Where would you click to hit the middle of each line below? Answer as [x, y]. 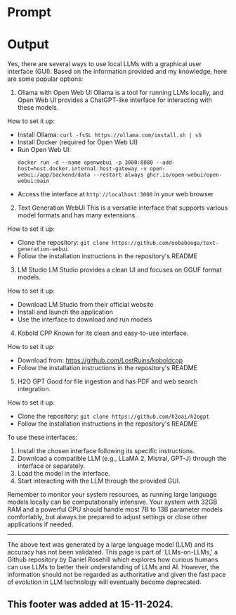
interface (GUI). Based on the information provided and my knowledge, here [117, 72]
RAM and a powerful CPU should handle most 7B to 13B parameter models [115, 509]
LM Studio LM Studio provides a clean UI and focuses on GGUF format [120, 270]
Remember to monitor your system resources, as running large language [112, 495]
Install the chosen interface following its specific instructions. [106, 451]
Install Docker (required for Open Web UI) [78, 142]
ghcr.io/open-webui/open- [184, 175]
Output [28, 45]
